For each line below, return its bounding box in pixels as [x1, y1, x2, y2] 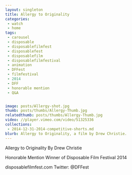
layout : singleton [5, 7, 43, 12]
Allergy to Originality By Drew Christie [5, 145, 83, 151]
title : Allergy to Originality [5, 12, 70, 17]
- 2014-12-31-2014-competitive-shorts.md [7, 126, 94, 131]
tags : [5, 30, 16, 35]
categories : [5, 16, 30, 21]
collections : [5, 122, 32, 127]
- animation [7, 62, 32, 67]
